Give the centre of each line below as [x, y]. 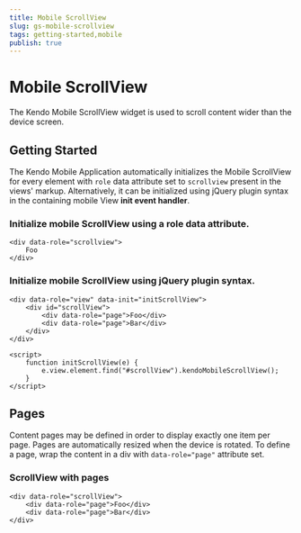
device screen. [37, 122]
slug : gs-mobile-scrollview [62, 26]
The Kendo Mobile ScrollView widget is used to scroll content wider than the [150, 113]
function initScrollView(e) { [82, 362]
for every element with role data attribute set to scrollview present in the [145, 181]
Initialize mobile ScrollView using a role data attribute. [129, 223]
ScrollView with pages [59, 478]
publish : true [36, 43]
